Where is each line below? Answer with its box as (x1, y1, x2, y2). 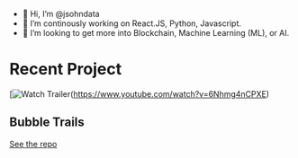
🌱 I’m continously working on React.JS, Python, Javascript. (22, 18, 241, 29)
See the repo (9, 138, 58, 149)
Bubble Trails (9, 115, 86, 130)
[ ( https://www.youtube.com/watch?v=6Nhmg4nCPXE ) (9, 88, 270, 99)
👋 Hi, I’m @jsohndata (22, 9, 101, 19)
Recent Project (9, 59, 122, 80)
